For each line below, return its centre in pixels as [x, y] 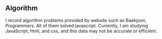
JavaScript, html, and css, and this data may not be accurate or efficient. [81, 31]
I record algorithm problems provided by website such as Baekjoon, [76, 20]
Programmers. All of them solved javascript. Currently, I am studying [77, 25]
